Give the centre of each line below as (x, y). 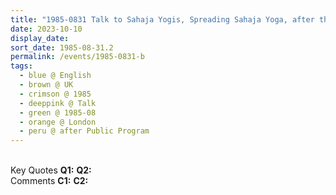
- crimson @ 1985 (55, 94)
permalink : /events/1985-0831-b (77, 57)
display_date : (40, 38)
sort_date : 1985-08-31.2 (62, 47)
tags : (21, 66)
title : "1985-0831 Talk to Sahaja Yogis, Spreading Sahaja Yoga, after (162, 19)
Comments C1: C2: (49, 181)
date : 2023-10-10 (46, 29)
